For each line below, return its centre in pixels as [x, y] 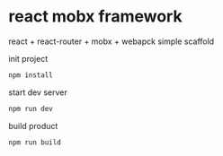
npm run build [35, 142]
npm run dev [31, 108]
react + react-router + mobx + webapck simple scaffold [111, 41]
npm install [31, 75]
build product [33, 126]
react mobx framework [95, 17]
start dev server [38, 92]
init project [28, 58]
